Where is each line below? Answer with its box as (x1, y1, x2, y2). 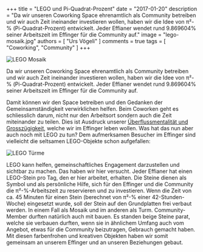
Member (6, 213, 28, 220)
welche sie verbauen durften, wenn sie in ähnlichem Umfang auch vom (6, 219, 184, 226)
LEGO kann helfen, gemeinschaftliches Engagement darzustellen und (6, 161, 180, 168)
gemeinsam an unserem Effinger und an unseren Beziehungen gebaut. (6, 239, 184, 246)
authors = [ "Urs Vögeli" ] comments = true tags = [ (37, 38, 166, 44)
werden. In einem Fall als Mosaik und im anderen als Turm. (6, 206, 153, 214)
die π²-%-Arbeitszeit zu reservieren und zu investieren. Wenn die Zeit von (6, 187, 192, 194)
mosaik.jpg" (6, 38, 36, 44)
